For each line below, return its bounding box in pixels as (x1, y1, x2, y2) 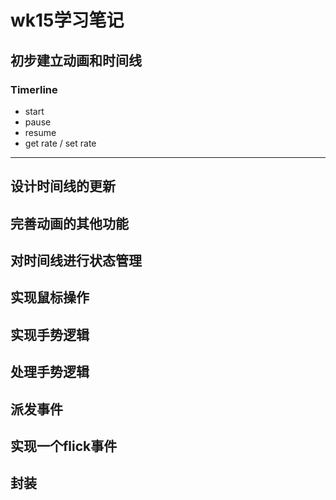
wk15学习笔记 (10, 9, 125, 32)
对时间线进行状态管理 (10, 252, 142, 270)
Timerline (10, 82, 58, 96)
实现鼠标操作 (10, 289, 90, 306)
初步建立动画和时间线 (10, 52, 142, 69)
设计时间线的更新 (10, 178, 116, 195)
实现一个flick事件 (10, 438, 118, 455)
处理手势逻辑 (10, 364, 90, 381)
